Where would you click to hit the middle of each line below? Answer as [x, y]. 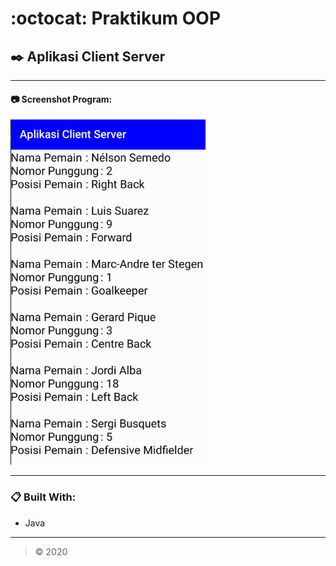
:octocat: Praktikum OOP [116, 18]
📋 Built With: [43, 497]
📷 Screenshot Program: [61, 99]
